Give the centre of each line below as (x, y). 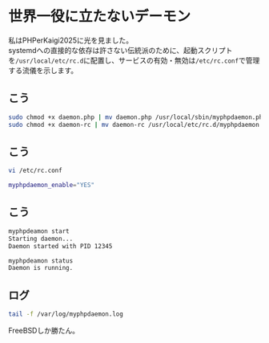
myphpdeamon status (41, 261)
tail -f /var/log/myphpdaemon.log (66, 314)
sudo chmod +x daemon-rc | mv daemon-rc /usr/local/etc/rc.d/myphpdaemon (134, 125)
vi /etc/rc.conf (35, 171)
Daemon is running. (41, 268)
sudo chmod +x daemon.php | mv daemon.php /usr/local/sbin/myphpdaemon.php (137, 117)
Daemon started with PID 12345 (60, 246)
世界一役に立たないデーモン (100, 16)
